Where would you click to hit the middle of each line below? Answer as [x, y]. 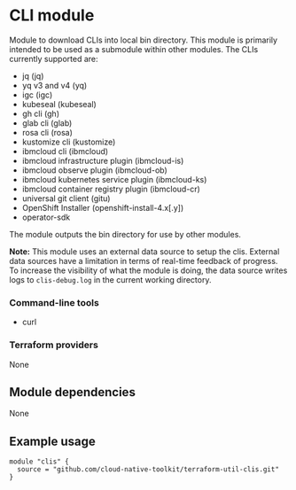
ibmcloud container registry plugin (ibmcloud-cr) [111, 189]
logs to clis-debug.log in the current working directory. [110, 279]
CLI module [52, 16]
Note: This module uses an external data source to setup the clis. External [144, 251]
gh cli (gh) [41, 113]
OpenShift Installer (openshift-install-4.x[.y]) [103, 207]
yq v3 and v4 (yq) [55, 85]
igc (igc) [37, 95]
